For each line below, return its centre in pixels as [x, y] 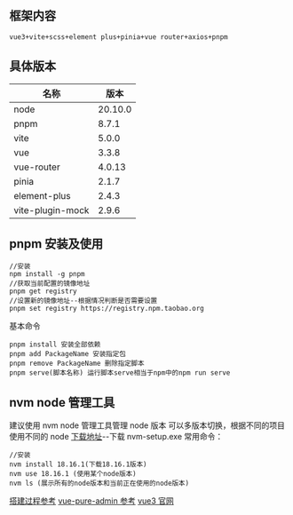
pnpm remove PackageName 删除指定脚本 [77, 364]
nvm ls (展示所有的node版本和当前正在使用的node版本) [99, 483]
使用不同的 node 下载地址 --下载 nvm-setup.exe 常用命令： [116, 437]
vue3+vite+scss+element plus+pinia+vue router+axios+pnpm [119, 37]
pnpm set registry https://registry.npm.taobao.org [107, 309]
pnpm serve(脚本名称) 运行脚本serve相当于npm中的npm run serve [120, 373]
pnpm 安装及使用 [56, 244]
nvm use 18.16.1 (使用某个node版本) [73, 474]
